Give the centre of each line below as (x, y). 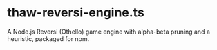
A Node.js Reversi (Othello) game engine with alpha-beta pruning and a (109, 32)
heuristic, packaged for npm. (48, 38)
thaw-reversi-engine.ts (76, 13)
